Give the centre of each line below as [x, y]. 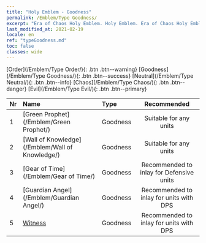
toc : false [20, 47]
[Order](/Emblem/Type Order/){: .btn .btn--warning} [72, 69]
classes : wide [25, 52]
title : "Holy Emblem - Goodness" [49, 12]
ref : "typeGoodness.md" [37, 40]
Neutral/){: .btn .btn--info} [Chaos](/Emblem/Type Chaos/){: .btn [88, 82]
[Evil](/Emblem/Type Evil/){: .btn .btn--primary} [87, 89]
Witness [34, 223]
